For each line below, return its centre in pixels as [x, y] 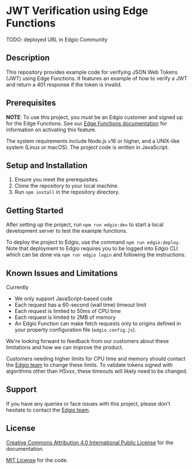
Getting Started [35, 210]
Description [28, 58]
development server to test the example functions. [67, 231]
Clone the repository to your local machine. [66, 186]
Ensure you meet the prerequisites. [57, 179]
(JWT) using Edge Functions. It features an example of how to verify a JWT [97, 78]
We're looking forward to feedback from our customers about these [87, 341]
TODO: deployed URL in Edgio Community [57, 39]
